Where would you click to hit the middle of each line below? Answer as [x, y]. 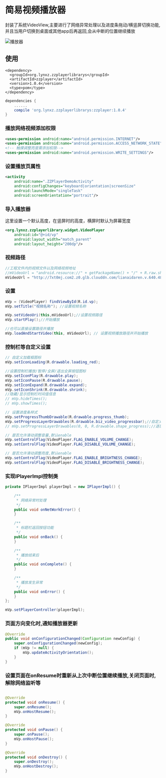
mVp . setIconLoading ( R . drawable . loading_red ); [53, 362]
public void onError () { [40, 592]
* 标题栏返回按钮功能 [35, 528]
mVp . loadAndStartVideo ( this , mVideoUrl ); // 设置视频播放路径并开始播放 [77, 333]
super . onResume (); [33, 707]
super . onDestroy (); [34, 762]
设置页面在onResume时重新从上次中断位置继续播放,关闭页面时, [81, 675]
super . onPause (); [32, 734]
